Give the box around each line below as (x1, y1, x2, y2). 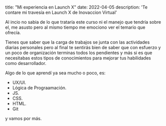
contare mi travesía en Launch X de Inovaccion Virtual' (5, 9, 117, 15)
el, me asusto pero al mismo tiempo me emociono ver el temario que (5, 24, 146, 30)
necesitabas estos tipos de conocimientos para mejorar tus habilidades (5, 55, 151, 61)
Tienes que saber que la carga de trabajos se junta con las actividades (5, 39, 150, 45)
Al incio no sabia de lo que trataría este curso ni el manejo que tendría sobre (5, 19, 162, 25)
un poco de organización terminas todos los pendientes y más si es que (5, 50, 153, 56)
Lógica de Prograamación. (12, 85, 67, 91)
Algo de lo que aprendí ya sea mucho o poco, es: (5, 70, 106, 76)
